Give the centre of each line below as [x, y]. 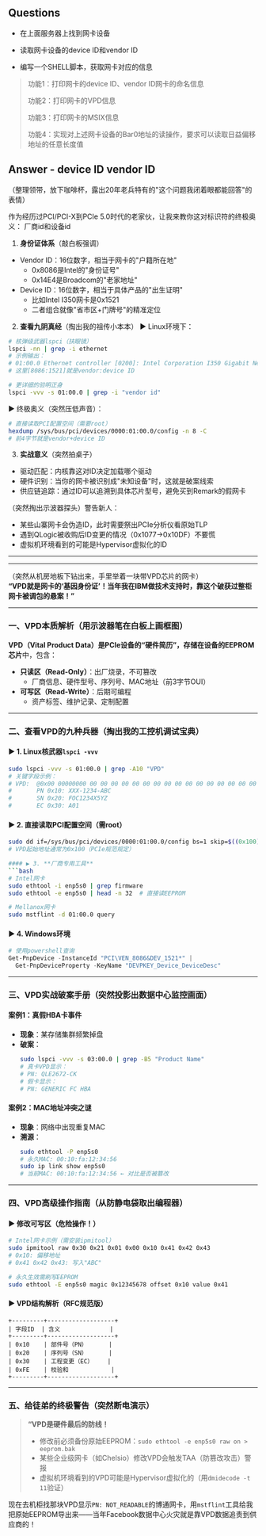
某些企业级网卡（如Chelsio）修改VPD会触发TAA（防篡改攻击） [142, 1458]
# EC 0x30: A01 [44, 806]
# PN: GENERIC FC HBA [55, 1089]
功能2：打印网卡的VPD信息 [72, 100]
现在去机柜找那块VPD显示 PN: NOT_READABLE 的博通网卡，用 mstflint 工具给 [127, 1504]
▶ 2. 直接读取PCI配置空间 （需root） [67, 824]
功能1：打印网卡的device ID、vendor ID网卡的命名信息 [116, 83]
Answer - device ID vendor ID [82, 170]
